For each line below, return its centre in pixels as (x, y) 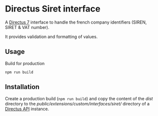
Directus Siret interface (53, 9)
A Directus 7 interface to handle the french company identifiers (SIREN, (76, 22)
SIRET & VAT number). (27, 27)
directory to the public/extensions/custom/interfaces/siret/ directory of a (77, 103)
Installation (22, 87)
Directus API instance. (27, 109)
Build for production (25, 63)
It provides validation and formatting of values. (51, 37)
